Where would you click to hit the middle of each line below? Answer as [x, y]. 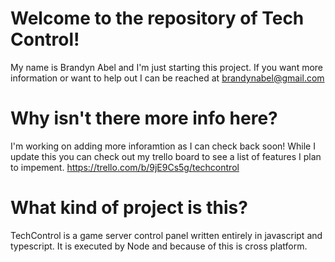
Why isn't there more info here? [144, 118]
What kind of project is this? [129, 208]
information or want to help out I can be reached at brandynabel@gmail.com [167, 78]
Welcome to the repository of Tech [157, 18]
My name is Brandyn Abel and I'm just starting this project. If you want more [167, 67]
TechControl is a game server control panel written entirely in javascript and [166, 235]
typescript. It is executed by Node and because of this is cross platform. [159, 246]
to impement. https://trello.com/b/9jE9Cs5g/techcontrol [125, 167]
